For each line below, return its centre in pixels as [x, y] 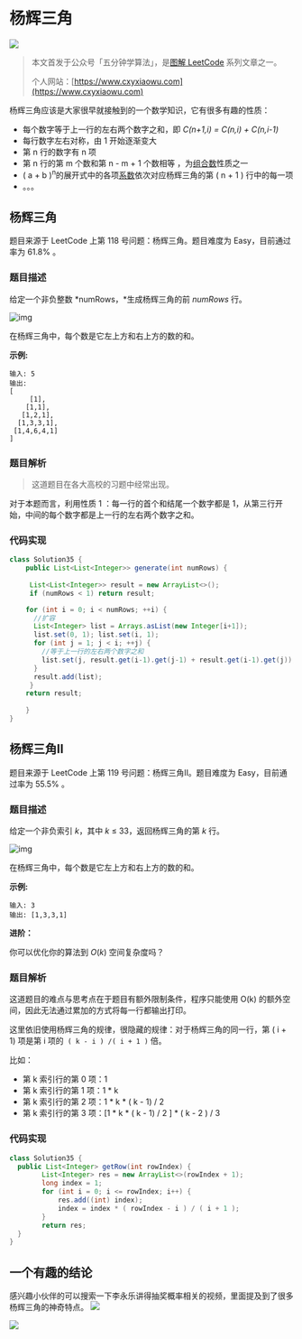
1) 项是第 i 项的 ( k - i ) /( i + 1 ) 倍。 [88, 1041]
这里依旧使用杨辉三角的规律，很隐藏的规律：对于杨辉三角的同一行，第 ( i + [148, 1029]
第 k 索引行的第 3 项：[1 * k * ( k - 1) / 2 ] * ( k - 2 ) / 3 [121, 1113]
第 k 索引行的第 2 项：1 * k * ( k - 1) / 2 [93, 1102]
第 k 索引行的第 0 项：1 [65, 1079]
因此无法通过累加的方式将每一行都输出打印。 [108, 1010]
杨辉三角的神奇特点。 [49, 1307]
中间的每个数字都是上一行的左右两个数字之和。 [112, 515]
